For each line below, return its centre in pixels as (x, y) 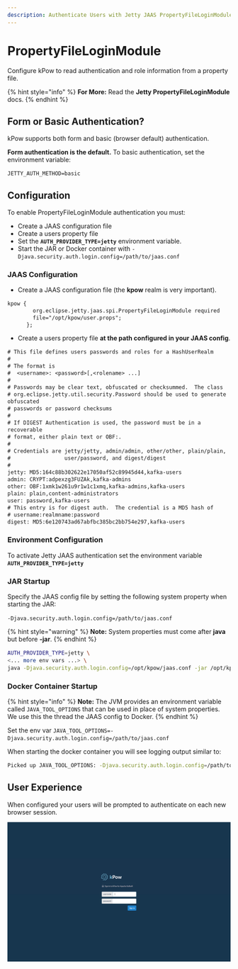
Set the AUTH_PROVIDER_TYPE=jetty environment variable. (100, 242)
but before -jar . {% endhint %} (52, 639)
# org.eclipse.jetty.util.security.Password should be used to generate (117, 395)
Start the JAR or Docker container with (74, 249)
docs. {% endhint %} (38, 99)
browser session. (33, 812)
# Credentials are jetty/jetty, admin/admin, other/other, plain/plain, (117, 451)
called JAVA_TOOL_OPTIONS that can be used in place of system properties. (114, 709)
